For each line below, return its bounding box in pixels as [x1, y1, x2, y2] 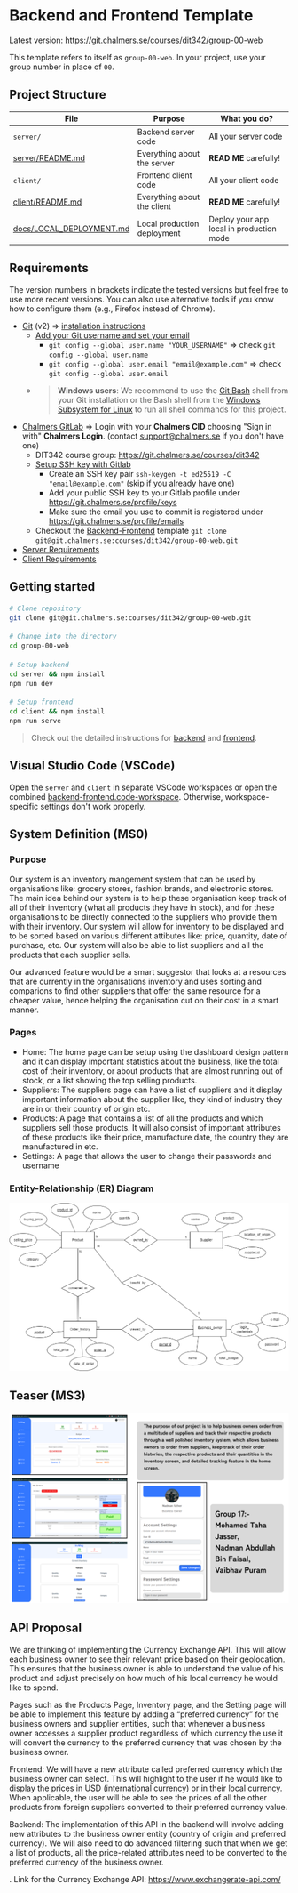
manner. [9, 1004, 40, 1015]
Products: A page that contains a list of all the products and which [21, 1113, 263, 1124]
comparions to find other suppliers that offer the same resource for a [9, 985, 261, 996]
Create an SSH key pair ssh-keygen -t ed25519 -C [48, 468, 231, 479]
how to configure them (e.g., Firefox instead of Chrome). [9, 303, 216, 314]
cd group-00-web [9, 641, 69, 650]
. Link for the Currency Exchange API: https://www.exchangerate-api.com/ [9, 1873, 281, 1884]
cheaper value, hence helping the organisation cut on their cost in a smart [9, 995, 279, 1005]
